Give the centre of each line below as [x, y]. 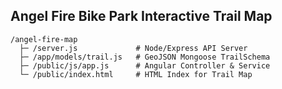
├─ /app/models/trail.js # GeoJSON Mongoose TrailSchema [145, 57]
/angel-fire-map [44, 39]
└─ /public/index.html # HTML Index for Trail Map [136, 74]
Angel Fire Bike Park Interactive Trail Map [141, 16]
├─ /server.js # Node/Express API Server [133, 48]
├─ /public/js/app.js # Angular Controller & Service [145, 65]
